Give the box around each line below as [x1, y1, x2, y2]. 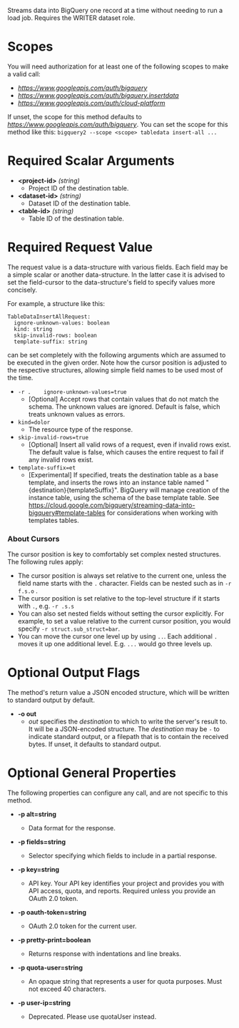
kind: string [14, 325, 53, 332]
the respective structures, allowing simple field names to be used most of [7, 365, 223, 374]
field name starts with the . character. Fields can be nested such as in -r [17, 579, 232, 588]
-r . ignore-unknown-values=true [17, 388, 127, 395]
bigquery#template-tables [28, 508, 106, 516]
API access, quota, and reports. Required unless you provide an [28, 886, 216, 895]
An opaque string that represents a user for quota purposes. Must [28, 977, 223, 985]
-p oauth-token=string [17, 907, 87, 916]
